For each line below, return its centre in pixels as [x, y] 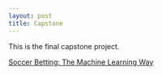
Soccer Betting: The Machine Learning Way [81, 62]
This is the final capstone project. [64, 46]
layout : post [30, 16]
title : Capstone [36, 23]
